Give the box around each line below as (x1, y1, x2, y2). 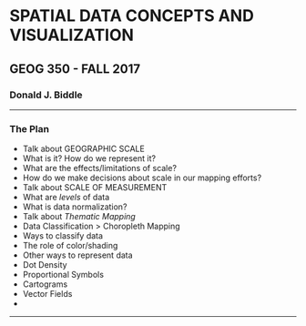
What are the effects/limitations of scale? (22, 163, 178, 174)
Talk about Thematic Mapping (22, 211, 137, 222)
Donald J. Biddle (9, 88, 84, 101)
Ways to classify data (22, 230, 103, 241)
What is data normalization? (22, 201, 127, 212)
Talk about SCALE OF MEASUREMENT (22, 182, 168, 193)
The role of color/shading (22, 240, 118, 251)
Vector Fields (22, 289, 73, 300)
